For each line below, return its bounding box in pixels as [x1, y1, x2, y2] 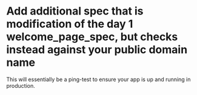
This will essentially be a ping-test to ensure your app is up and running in [6, 76, 191, 83]
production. [6, 82, 35, 89]
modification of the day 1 [6, 17, 133, 31]
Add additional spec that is [6, 4, 144, 18]
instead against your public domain [6, 43, 188, 57]
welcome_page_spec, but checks [6, 30, 178, 44]
